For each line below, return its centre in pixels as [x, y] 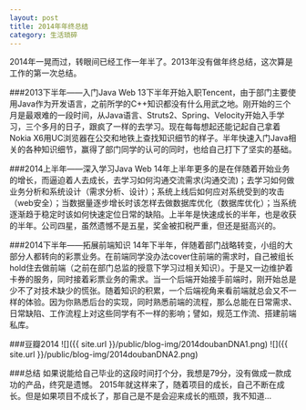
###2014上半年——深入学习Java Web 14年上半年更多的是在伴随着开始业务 [150, 169]
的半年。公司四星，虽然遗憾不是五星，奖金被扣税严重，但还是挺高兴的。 [145, 226]
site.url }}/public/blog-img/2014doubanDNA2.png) [104, 354]
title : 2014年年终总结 [49, 26]
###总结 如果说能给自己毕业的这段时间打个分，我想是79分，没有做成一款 [147, 374]
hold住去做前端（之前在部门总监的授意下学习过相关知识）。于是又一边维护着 [151, 268]
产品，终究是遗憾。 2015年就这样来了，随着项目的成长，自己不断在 [151, 384]
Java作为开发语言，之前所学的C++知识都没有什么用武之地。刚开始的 [146, 104]
